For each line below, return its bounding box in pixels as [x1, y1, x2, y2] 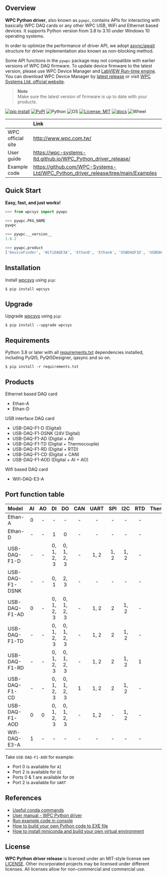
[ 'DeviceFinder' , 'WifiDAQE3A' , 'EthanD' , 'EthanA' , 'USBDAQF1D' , [5, 250, 146, 255]
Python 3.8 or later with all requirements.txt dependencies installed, [5, 350, 144, 356]
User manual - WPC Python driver [12, 812, 82, 818]
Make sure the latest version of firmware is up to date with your [17, 93, 148, 99]
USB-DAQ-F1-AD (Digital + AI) [12, 436, 74, 441]
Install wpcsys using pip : [5, 277, 56, 283]
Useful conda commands [12, 807, 64, 813]
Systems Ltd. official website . [5, 78, 66, 84]
